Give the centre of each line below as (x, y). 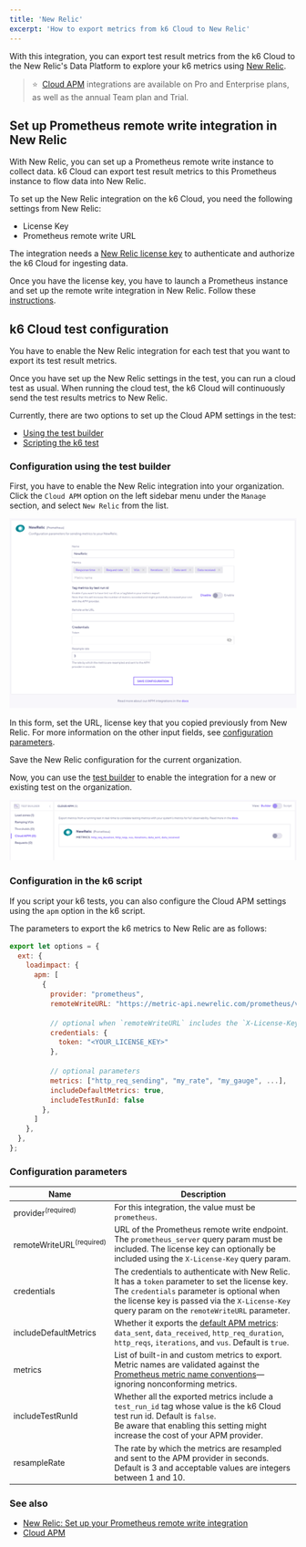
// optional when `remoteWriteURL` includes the (144, 1023)
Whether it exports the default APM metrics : (196, 1323)
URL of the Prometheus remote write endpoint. (201, 1230)
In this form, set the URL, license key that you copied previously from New (148, 722)
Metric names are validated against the (186, 1365)
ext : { (30, 956)
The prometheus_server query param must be (198, 1240)
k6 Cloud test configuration (89, 329)
